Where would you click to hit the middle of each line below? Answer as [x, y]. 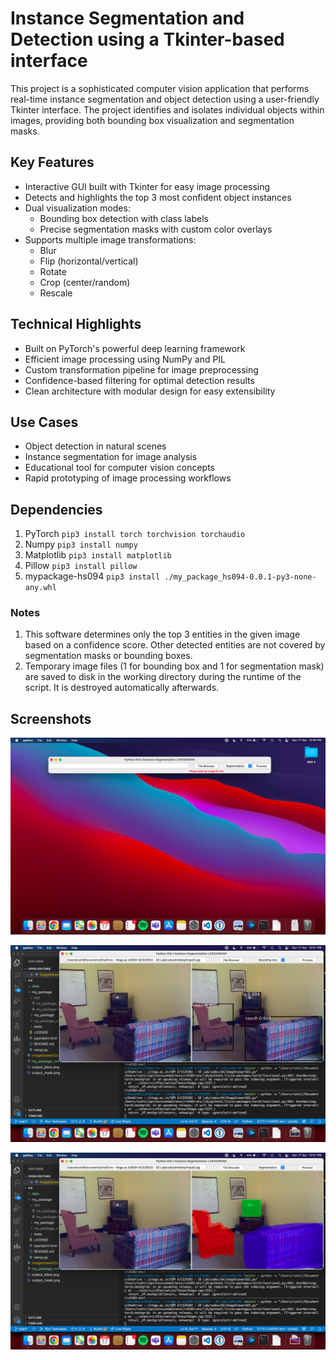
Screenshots [51, 718]
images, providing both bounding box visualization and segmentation [152, 120]
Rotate [53, 271]
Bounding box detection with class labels [124, 218]
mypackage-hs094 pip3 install [92, 576]
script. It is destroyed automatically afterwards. [122, 688]
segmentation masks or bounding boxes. [108, 656]
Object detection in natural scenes [95, 446]
